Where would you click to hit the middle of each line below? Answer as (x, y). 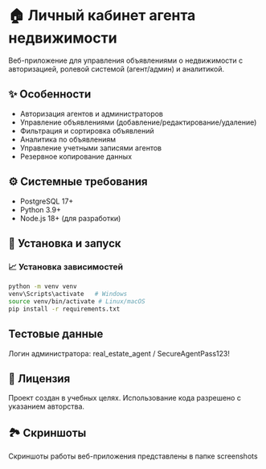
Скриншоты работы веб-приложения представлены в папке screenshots (133, 456)
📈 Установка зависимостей (65, 266)
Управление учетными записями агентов (91, 148)
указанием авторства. (47, 406)
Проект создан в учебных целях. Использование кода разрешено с (125, 398)
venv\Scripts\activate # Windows (68, 294)
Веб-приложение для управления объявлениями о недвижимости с (126, 60)
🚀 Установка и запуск (65, 243)
